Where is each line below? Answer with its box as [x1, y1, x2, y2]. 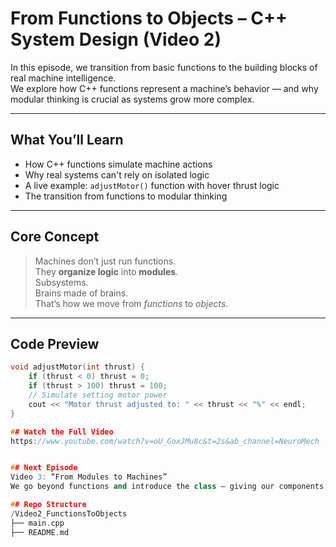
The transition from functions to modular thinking [24, 190, 228, 202]
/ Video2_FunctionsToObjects [10, 508, 128, 519]
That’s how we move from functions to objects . [34, 297, 229, 309]
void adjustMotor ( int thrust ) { [10, 362, 145, 372]
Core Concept [10, 228, 100, 246]
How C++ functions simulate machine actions [24, 158, 213, 170]
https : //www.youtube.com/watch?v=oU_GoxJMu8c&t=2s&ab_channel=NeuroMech [10, 436, 320, 446]
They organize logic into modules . [34, 265, 179, 277]
